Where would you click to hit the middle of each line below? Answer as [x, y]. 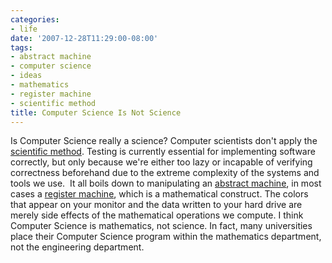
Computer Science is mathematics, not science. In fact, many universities [161, 226]
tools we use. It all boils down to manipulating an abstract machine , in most [166, 183]
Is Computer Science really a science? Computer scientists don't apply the [164, 141]
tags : [21, 47]
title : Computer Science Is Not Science [96, 112]
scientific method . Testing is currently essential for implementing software [163, 152]
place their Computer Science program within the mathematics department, [166, 237]
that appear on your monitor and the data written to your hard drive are [156, 205]
